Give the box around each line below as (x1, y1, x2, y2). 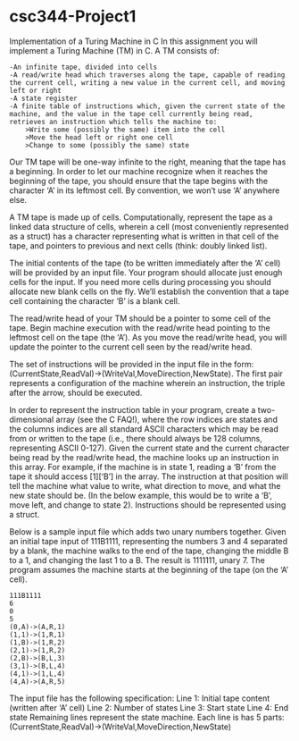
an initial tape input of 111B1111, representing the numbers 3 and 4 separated (9, 535, 288, 546)
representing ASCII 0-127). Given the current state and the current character (9, 442, 290, 453)
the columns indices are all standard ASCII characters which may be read (9, 423, 279, 434)
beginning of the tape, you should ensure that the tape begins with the (9, 175, 269, 186)
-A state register (9, 94, 78, 103)
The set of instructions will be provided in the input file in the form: (9, 358, 254, 369)
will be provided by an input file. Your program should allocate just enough (9, 266, 283, 278)
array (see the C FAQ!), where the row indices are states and (55, 414, 278, 425)
